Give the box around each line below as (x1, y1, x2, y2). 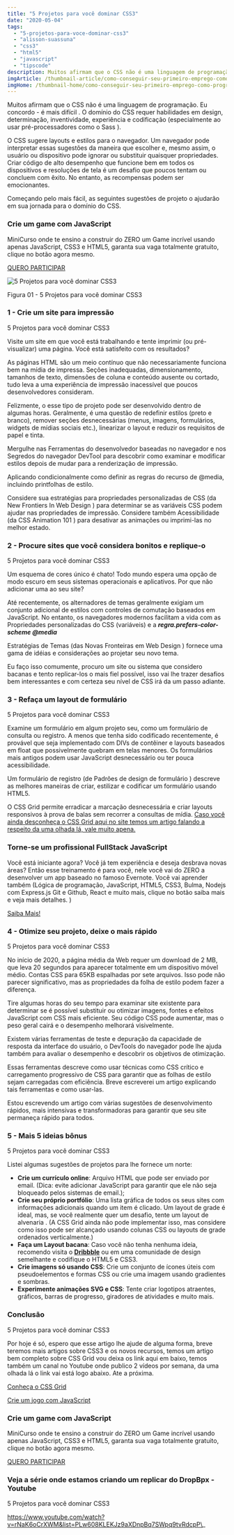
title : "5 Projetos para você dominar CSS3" (7, 10, 139, 17)
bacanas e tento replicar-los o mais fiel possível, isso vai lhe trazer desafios (7, 670, 225, 679)
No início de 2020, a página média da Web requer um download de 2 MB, (7, 956, 218, 965)
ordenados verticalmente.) (17, 1233, 94, 1241)
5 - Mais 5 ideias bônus (7, 1131, 88, 1140)
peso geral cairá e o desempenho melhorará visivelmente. (7, 1021, 174, 1029)
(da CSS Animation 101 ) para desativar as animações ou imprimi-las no (7, 515, 212, 524)
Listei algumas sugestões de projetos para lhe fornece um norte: (7, 1160, 193, 1169)
